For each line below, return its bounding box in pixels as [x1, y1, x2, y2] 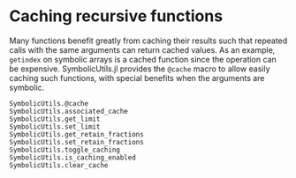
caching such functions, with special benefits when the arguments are [9, 72, 265, 83]
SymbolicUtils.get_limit [9, 115, 101, 123]
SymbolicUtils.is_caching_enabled [9, 152, 137, 162]
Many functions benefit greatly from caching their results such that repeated [9, 35, 288, 46]
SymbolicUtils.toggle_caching [9, 145, 121, 154]
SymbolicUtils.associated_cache [9, 107, 128, 115]
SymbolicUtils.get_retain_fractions [9, 130, 144, 138]
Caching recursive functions [9, 6, 224, 26]
